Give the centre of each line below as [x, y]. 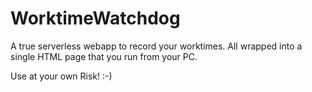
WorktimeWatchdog [95, 18]
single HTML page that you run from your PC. [104, 56]
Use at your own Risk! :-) [61, 76]
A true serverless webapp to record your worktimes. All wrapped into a [156, 46]
